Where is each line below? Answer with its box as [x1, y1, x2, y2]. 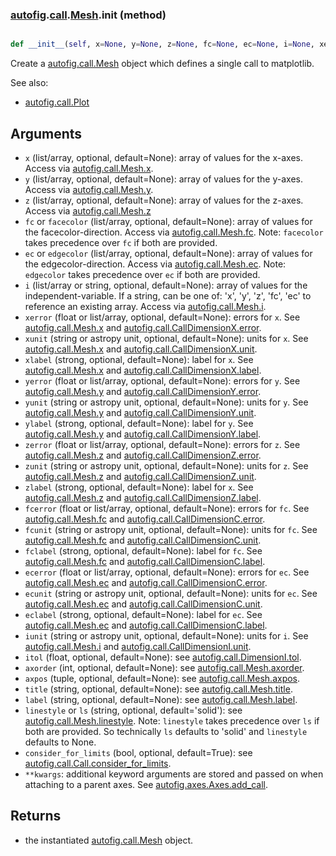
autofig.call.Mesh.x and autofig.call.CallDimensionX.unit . [24, 343, 258, 355]
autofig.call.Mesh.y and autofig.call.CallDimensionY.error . [24, 385, 262, 397]
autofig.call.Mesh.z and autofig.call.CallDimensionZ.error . [24, 449, 262, 461]
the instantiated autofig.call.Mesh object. [24, 834, 194, 846]
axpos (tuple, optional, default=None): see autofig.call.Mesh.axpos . [24, 672, 301, 684]
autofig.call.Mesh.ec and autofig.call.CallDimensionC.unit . [24, 598, 263, 610]
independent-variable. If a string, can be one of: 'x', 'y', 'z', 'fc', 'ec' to [24, 289, 312, 302]
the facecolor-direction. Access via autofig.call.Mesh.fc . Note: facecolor [24, 226, 324, 238]
